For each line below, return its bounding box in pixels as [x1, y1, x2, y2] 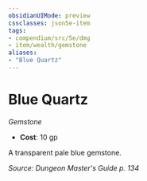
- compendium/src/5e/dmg [8, 33, 91, 42]
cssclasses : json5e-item [8, 19, 91, 27]
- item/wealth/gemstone [8, 41, 87, 49]
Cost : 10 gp [19, 132, 58, 142]
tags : [8, 26, 26, 34]
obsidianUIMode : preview [8, 11, 91, 20]
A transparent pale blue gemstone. [8, 148, 122, 157]
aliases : [8, 49, 37, 57]
